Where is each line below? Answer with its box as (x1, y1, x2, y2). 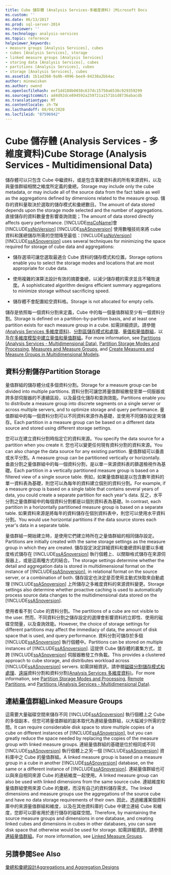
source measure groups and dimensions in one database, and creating (5, 815, 154, 821)
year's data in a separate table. (5, 522, 70, 528)
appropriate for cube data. (12, 265, 68, 271)
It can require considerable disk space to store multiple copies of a (14, 724, 154, 730)
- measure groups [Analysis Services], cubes (5, 45, 103, 51)
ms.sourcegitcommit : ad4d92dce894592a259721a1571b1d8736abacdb (5, 93, 142, 98)
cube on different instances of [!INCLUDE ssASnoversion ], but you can (5, 730, 153, 736)
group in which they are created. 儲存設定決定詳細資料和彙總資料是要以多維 (5, 544, 164, 551)
